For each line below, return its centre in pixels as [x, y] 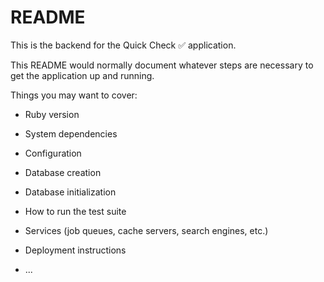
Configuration [53, 153]
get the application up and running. [82, 75]
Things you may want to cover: [74, 95]
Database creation [63, 172]
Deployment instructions [75, 250]
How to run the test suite [75, 211]
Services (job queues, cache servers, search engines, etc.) [146, 230]
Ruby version [52, 114]
